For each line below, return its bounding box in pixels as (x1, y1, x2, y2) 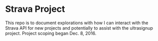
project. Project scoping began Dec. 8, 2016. (5, 30, 97, 36)
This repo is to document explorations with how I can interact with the (5, 20, 149, 26)
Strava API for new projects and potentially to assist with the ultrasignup (5, 25, 154, 31)
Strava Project (5, 3, 65, 15)
